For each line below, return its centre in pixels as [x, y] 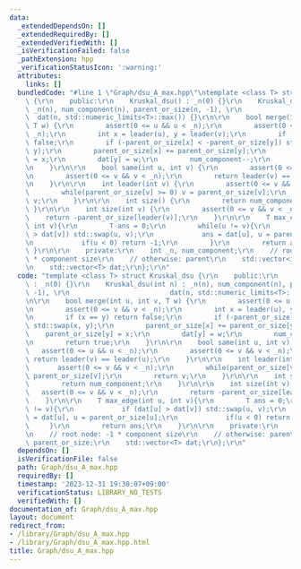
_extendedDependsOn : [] [61, 26]
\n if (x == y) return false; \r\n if [124, 318]
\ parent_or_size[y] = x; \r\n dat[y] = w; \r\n [134, 334]
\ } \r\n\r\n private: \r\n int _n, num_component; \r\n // [152, 251]
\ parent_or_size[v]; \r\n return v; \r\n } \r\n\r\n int [156, 376]
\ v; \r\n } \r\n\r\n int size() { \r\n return [136, 201]
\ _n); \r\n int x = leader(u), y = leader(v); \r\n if [156, 134]
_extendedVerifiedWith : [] [68, 43]
